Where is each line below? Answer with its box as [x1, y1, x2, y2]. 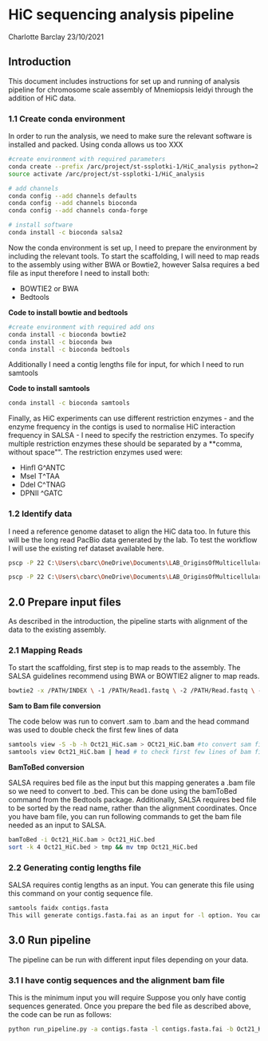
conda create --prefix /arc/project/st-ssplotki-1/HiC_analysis [8, 162, 227, 171]
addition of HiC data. [8, 93, 77, 103]
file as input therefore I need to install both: [8, 268, 150, 278]
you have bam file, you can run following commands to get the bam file [8, 812, 242, 822]
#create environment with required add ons [8, 323, 156, 331]
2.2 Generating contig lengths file [8, 862, 142, 873]
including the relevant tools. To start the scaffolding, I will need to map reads [8, 251, 260, 261]
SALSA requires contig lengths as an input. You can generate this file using [8, 880, 254, 890]
